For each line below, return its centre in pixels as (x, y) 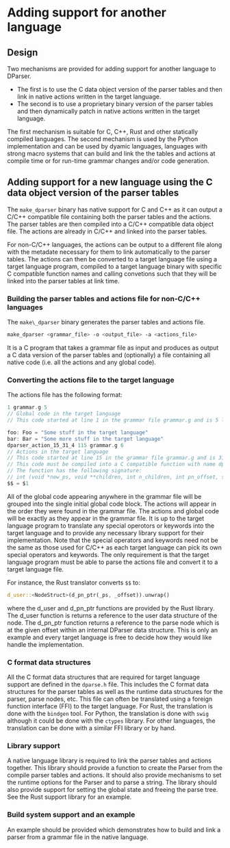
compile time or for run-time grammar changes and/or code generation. (108, 161)
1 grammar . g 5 (27, 408)
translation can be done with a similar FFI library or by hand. (92, 728)
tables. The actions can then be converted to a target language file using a (112, 259)
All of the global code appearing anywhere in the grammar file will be (104, 496)
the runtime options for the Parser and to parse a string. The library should (112, 782)
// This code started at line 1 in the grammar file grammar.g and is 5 (113, 420)
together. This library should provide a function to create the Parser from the (115, 768)
